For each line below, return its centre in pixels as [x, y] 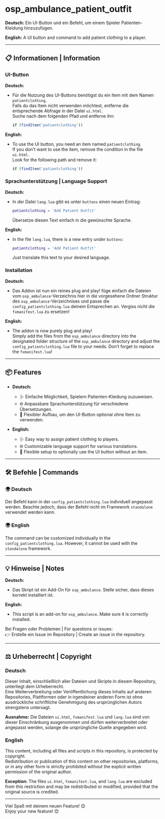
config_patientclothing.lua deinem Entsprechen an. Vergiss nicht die [83, 306]
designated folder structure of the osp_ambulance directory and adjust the [86, 341]
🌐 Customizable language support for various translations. [79, 446]
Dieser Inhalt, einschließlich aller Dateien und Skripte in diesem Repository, [81, 682]
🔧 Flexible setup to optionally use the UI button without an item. [83, 451]
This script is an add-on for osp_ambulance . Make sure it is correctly [80, 614]
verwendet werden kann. [30, 512]
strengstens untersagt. [28, 708]
